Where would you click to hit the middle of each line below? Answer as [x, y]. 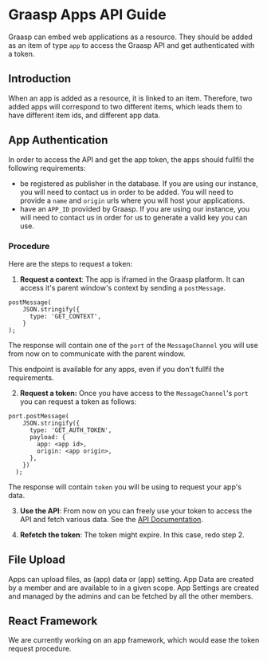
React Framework [53, 621]
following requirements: [47, 168]
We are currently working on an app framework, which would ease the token [134, 640]
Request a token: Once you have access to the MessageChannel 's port [134, 393]
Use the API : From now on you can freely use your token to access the [136, 511]
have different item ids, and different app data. [84, 115]
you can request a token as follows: [78, 402]
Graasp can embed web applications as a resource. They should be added [130, 37]
